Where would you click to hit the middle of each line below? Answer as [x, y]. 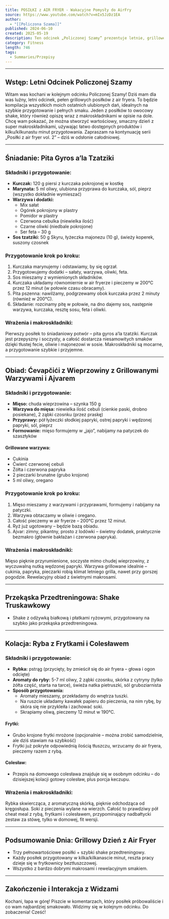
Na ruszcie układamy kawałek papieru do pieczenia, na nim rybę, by [91, 702]
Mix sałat [29, 205]
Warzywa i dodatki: [33, 199]
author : [13, 19]
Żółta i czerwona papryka [39, 470]
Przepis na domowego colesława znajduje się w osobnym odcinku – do [86, 774]
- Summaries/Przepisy [32, 57]
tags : [11, 52]
